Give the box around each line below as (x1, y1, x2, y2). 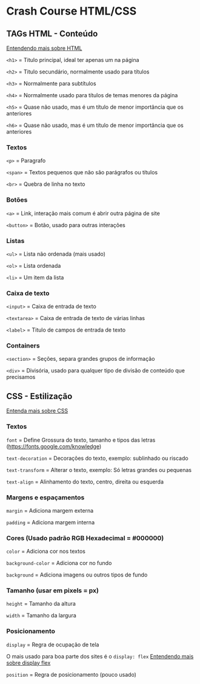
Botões (6, 196, 28, 204)
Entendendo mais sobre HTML (6, 44, 82, 52)
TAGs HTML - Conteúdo (6, 29, 98, 39)
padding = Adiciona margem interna (6, 518, 95, 526)
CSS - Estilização (6, 391, 73, 402)
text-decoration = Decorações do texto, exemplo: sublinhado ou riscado (6, 454, 189, 462)
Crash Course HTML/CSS (6, 4, 137, 18)
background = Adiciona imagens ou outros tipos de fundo (6, 571, 148, 578)
